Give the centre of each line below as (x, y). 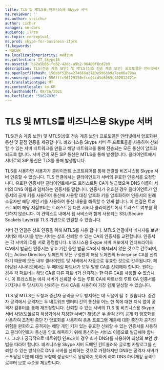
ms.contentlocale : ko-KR (30, 87)
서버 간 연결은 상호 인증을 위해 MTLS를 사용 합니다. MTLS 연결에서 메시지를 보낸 (82, 230)
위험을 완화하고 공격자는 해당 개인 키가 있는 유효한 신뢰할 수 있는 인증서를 (75, 326)
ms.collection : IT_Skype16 (32, 60)
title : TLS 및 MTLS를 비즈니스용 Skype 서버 (46, 10)
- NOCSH (13, 50)
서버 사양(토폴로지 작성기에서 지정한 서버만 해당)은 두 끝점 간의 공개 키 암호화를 (80, 314)
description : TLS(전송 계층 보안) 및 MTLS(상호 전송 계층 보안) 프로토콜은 (73, 69)
